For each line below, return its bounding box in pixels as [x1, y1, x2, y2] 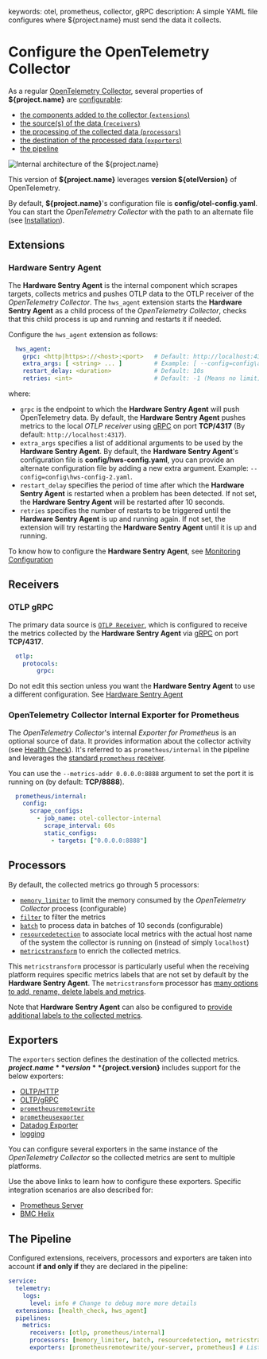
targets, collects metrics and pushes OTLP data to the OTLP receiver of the [8, 289, 254, 298]
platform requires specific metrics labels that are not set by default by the [8, 969, 249, 979]
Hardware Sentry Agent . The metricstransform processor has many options [8, 978, 258, 988]
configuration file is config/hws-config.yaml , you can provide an [19, 455, 234, 464]
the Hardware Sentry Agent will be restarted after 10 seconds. [19, 497, 225, 507]
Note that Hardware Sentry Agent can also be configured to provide [8, 1002, 233, 1011]
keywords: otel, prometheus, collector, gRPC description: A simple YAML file [8, 7, 258, 16]
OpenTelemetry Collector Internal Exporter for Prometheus [8, 709, 240, 720]
